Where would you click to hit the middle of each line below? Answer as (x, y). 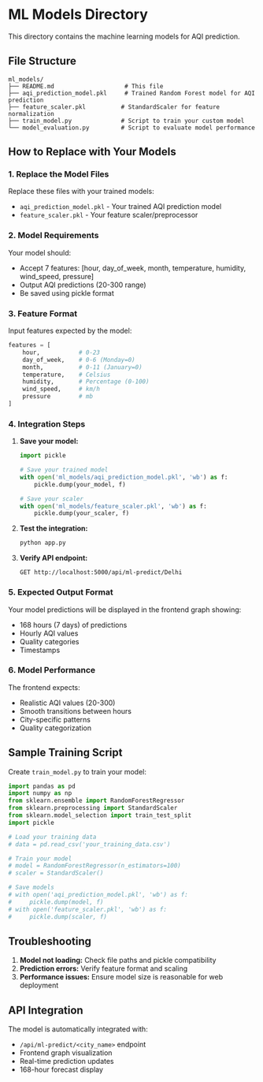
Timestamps (40, 650)
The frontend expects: (44, 687)
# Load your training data (52, 837)
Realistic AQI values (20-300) (67, 703)
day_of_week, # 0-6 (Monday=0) (79, 360)
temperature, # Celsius (67, 375)
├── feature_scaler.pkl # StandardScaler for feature (114, 107)
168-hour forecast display (61, 1069)
